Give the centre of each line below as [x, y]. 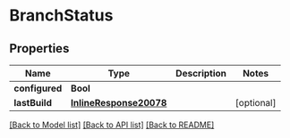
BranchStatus [61, 16]
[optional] [256, 103]
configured [38, 88]
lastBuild [33, 103]
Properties [39, 49]
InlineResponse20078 [119, 103]
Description [201, 73]
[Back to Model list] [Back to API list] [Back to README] [112, 125]
